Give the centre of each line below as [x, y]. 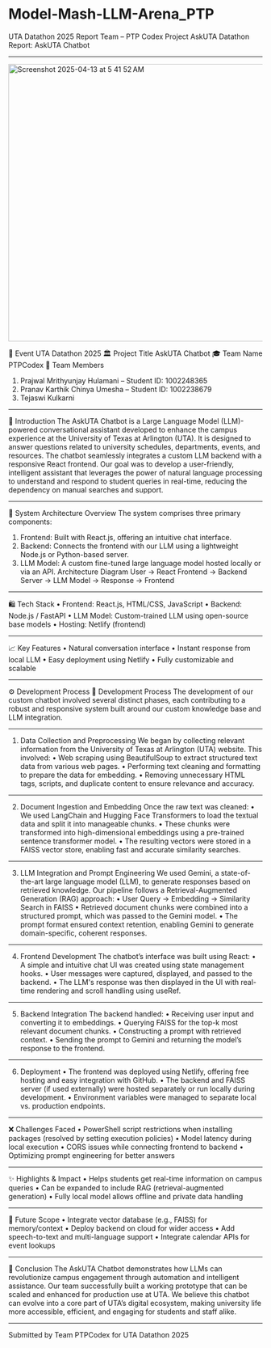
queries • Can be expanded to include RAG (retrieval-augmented [116, 1187]
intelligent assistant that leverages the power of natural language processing [135, 472]
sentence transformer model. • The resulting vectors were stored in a [135, 841]
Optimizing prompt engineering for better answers [92, 1155]
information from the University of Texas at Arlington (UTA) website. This [141, 749]
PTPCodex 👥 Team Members [56, 365]
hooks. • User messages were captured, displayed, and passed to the [136, 973]
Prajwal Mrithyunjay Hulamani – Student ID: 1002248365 [114, 380]
